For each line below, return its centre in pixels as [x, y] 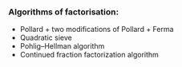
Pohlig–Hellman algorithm [62, 46]
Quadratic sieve [46, 37]
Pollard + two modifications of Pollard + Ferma [97, 30]
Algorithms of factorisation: [63, 12]
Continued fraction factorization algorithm [89, 55]
